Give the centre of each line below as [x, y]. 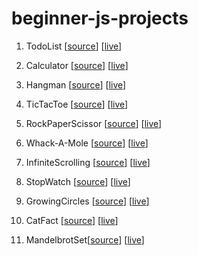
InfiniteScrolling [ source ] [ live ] [88, 162]
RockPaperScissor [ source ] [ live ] [94, 123]
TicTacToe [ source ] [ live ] [77, 104]
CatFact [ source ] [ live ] [72, 220]
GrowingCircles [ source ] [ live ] [87, 201]
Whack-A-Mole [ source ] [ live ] [87, 143]
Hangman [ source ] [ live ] [76, 84]
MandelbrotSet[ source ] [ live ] [85, 239]
